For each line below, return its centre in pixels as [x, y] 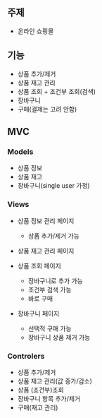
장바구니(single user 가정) [53, 186]
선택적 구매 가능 [50, 328]
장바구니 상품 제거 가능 [59, 337]
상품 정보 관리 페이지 [46, 220]
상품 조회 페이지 [39, 265]
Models [20, 152]
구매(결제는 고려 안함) [47, 109]
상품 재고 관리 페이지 [46, 251]
